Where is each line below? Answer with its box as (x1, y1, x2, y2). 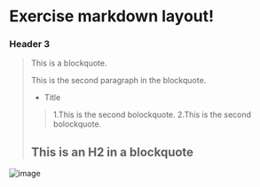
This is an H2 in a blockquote (30, 144, 193, 160)
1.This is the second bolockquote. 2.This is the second (52, 109, 251, 121)
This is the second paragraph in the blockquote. (30, 75, 207, 86)
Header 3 (9, 38, 51, 51)
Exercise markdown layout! (9, 6, 215, 27)
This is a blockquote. (30, 58, 107, 68)
